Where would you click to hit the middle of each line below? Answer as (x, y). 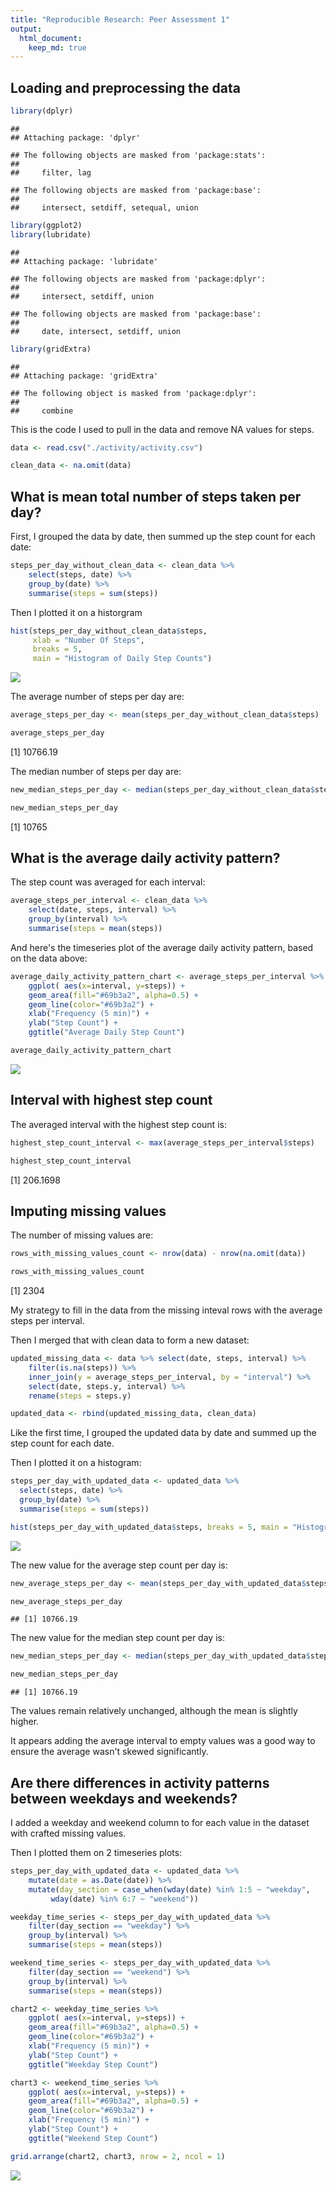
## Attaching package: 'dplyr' (75, 137)
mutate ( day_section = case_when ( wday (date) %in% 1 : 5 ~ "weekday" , (169, 1889)
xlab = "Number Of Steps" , (88, 640)
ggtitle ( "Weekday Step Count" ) (93, 2064)
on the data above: (49, 958)
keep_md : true (57, 47)
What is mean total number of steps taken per (156, 496)
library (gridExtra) (51, 349)
